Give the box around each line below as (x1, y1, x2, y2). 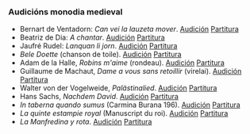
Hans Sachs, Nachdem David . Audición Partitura (19, 92, 179, 101)
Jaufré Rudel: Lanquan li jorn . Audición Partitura (19, 41, 178, 51)
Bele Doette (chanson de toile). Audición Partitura (19, 50, 182, 59)
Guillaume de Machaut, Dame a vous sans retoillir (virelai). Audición (19, 67, 242, 76)
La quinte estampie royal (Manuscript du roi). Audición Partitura (19, 109, 229, 118)
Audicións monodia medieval (8, 6, 123, 17)
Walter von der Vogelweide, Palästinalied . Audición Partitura (19, 83, 217, 93)
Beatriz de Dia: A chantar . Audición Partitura (19, 33, 165, 42)
